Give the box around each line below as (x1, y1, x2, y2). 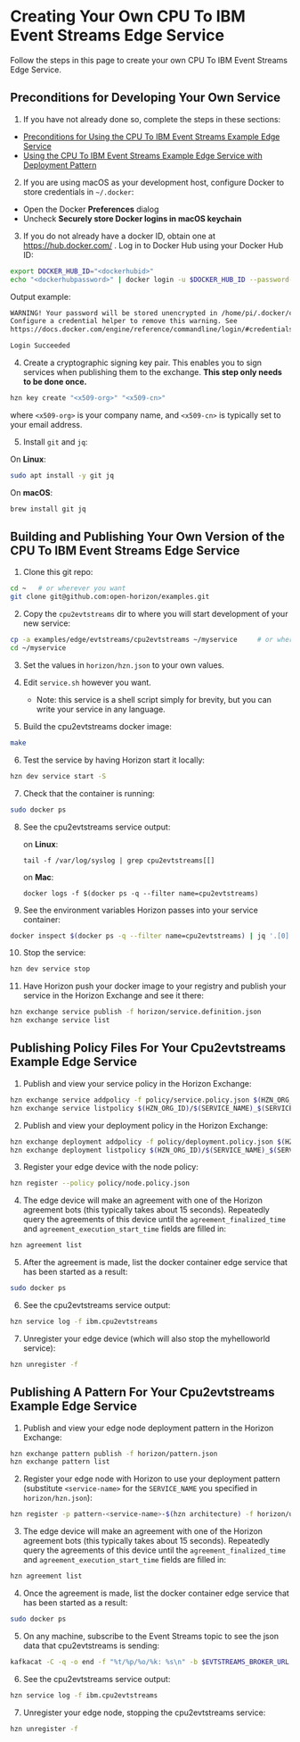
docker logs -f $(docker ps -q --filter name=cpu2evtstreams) (22, 888, 259, 898)
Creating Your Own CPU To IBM (10, 6, 246, 27)
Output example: (10, 291, 71, 302)
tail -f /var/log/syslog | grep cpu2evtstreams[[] (22, 855, 215, 865)
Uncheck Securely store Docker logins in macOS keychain (22, 213, 242, 224)
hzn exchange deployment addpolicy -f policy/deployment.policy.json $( (10, 1137, 286, 1146)
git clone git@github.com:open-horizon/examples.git (10, 592, 210, 602)
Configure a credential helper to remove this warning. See (10, 317, 239, 326)
